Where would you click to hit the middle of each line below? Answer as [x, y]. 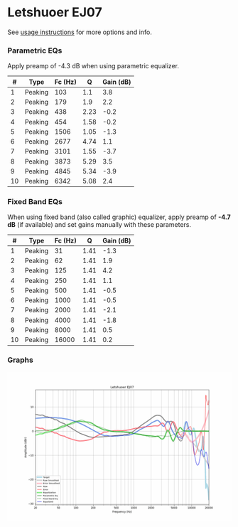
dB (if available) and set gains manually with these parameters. [99, 225]
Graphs [20, 360]
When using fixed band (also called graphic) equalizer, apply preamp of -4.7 [119, 217]
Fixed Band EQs [35, 201]
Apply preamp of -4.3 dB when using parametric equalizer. [93, 66]
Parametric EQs [35, 50]
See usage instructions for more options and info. [80, 32]
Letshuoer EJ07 [55, 12]
